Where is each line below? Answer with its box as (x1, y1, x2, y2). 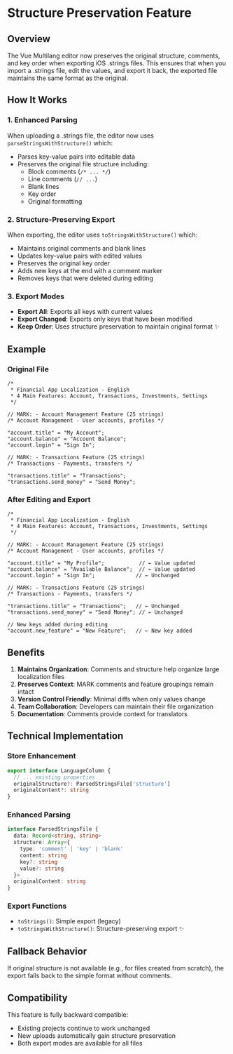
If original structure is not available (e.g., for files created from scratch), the (7, 964, 224, 973)
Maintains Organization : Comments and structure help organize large (17, 665, 220, 673)
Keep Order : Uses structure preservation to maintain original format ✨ (17, 322, 220, 331)
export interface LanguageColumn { (7, 767, 111, 774)
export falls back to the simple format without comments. (7, 971, 172, 980)
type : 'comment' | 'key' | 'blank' (20, 845, 124, 852)
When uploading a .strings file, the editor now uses (7, 131, 154, 140)
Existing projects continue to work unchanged (17, 1024, 150, 1033)
